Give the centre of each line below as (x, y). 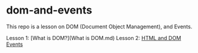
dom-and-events (49, 10)
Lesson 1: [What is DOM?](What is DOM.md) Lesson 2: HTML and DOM (94, 38)
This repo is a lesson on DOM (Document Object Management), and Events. (99, 26)
